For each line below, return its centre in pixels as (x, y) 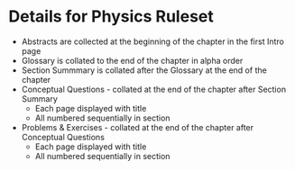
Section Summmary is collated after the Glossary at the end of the (144, 70)
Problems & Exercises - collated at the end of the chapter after (138, 127)
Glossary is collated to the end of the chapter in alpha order (132, 60)
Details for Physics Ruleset (111, 17)
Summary (39, 98)
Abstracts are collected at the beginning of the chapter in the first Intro (153, 41)
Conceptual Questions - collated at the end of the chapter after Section (153, 89)
